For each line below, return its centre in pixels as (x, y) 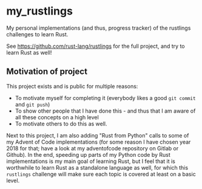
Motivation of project (47, 72)
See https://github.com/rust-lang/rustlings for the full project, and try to (96, 46)
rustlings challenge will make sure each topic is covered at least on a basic (101, 174)
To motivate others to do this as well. (61, 124)
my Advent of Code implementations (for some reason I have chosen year (99, 142)
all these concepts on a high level (57, 117)
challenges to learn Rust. (37, 34)
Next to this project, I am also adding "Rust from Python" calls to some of (98, 135)
